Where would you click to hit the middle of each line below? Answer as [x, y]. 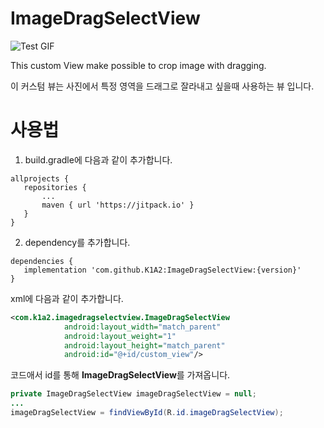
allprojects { [40, 178]
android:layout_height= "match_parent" [144, 345]
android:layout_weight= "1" [120, 336]
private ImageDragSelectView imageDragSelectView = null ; [133, 394]
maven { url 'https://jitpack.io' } [118, 205]
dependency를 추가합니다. [77, 242]
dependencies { [42, 261]
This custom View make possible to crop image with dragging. [138, 65]
